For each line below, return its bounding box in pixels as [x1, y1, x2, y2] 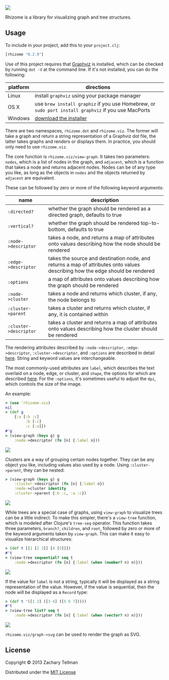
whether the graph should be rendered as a [48, 205, 151, 212]
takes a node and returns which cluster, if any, [48, 290, 157, 297]
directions [85, 84, 111, 91]
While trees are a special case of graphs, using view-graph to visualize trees [5, 509, 162, 515]
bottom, [48, 225, 67, 233]
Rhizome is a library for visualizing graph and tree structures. [5, 14, 132, 20]
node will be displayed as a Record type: [5, 589, 88, 595]
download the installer [34, 115, 87, 122]
